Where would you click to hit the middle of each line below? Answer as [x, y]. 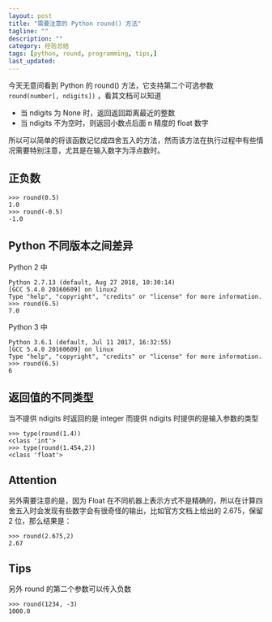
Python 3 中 [28, 326]
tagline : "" [28, 31]
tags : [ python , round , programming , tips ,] [83, 54]
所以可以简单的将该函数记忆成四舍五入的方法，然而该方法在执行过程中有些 [132, 140]
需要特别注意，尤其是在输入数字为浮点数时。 [89, 150]
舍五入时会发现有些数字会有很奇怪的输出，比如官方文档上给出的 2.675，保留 [136, 511]
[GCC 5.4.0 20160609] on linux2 [63, 289]
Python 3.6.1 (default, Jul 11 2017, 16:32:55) [90, 342]
